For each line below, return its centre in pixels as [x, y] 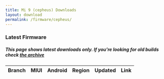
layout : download [24, 15]
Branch [17, 70]
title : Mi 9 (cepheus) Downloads [41, 10]
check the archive [25, 55]
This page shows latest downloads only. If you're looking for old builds [82, 49]
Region [81, 70]
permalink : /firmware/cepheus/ [39, 19]
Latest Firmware [26, 37]
